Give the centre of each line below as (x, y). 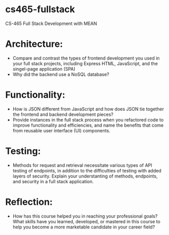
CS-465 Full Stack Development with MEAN (51, 23)
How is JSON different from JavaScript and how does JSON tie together (88, 109)
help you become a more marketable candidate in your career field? (84, 227)
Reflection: (29, 202)
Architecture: (34, 44)
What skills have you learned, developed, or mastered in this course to (86, 221)
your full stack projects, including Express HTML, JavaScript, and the (85, 63)
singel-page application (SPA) (44, 69)
